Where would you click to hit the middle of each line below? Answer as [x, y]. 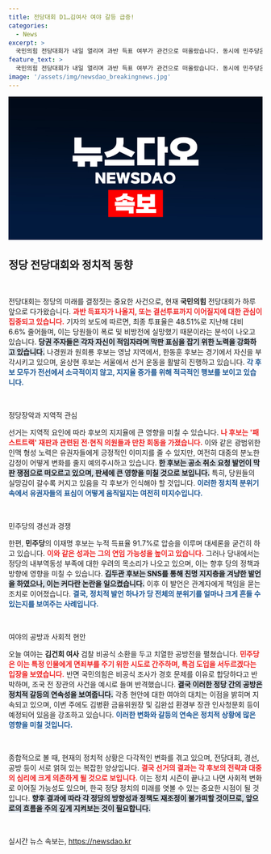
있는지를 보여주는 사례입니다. [54, 604]
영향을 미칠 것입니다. [41, 725]
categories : [28, 25]
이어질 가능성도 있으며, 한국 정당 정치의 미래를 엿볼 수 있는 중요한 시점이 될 [134, 788]
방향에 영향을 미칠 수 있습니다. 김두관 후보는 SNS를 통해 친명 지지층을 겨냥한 [127, 574]
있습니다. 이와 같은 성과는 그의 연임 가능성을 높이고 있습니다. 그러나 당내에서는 [138, 554]
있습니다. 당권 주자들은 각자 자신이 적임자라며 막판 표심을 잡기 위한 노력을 [122, 342]
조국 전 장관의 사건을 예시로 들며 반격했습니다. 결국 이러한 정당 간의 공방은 [147, 685]
